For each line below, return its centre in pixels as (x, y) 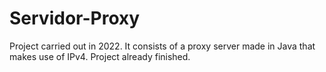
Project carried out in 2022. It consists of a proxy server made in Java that (162, 46)
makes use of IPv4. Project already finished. (100, 56)
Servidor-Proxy (75, 18)
